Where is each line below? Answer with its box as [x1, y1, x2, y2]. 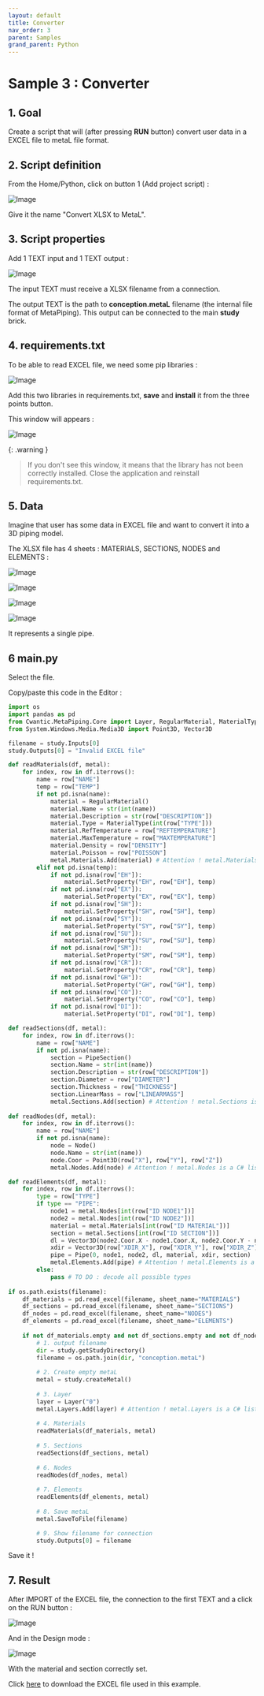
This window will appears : [8, 414, 94, 423]
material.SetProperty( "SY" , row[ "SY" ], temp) [64, 922, 216, 930]
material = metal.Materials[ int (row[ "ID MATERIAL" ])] [49, 1221, 230, 1230]
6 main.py [8, 651, 59, 665]
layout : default [8, 11, 61, 20]
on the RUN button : [8, 1603, 72, 1612]
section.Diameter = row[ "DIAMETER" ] [49, 1075, 170, 1084]
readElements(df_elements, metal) [36, 1493, 149, 1501]
